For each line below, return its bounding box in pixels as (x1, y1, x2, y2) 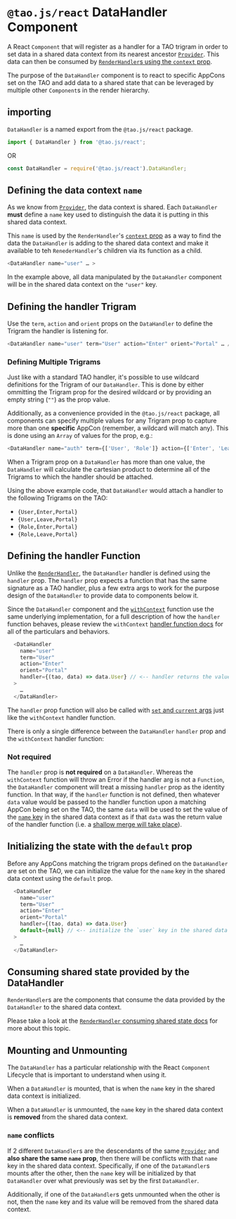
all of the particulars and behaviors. (7, 627, 110, 636)
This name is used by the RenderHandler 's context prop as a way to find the (7, 231, 221, 240)
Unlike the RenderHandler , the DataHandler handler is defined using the (7, 569, 211, 577)
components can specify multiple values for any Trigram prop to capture (7, 416, 217, 425)
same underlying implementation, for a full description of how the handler (7, 612, 221, 621)
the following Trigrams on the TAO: (7, 494, 108, 503)
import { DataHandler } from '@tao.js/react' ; (7, 138, 146, 146)
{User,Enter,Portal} (17, 509, 78, 516)
